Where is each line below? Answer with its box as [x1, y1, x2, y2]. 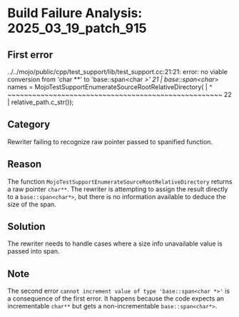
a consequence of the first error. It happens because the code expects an [7, 294, 225, 303]
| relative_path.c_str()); [7, 98, 74, 106]
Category [7, 119, 51, 131]
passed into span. [7, 247, 60, 256]
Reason [7, 158, 42, 171]
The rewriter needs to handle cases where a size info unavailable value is [7, 239, 223, 248]
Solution [7, 221, 46, 233]
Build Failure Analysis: [7, 5, 143, 21]
